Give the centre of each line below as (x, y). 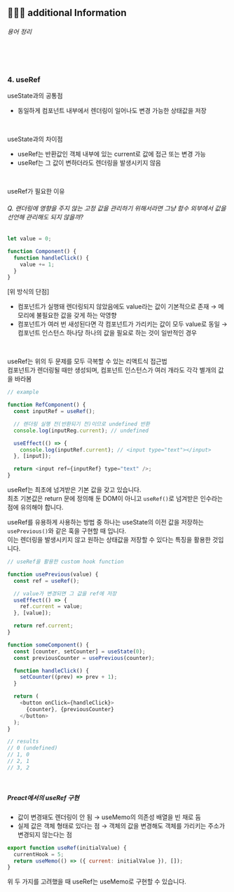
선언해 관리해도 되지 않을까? (46, 217)
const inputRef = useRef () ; (55, 412)
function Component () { (42, 251)
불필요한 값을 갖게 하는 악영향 (76, 316)
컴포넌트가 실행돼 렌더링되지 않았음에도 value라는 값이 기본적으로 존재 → (117, 306)
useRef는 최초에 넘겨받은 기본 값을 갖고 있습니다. (74, 490)
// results (23, 742)
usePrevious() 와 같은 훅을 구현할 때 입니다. (67, 531)
